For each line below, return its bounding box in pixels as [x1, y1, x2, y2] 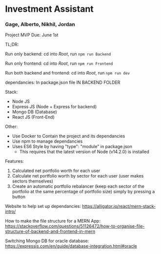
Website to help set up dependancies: [5, 203, 81, 209]
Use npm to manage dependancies [12, 138, 83, 144]
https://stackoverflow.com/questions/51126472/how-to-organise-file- [5, 223, 145, 229]
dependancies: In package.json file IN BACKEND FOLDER [5, 79, 121, 85]
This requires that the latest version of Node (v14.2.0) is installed [19, 149, 150, 155]
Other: [5, 124, 18, 129]
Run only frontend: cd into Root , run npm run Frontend [5, 60, 113, 67]
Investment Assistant [5, 3, 94, 15]
